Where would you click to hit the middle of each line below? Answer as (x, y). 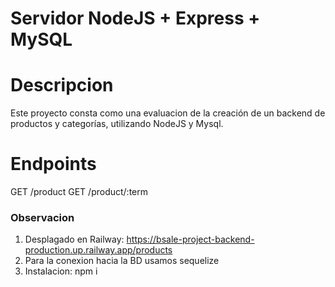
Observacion (42, 217)
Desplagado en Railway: (74, 239)
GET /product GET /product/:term (79, 192)
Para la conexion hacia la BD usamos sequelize (122, 261)
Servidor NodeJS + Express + (135, 18)
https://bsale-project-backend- (190, 239)
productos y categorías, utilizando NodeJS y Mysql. (117, 124)
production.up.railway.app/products (98, 250)
